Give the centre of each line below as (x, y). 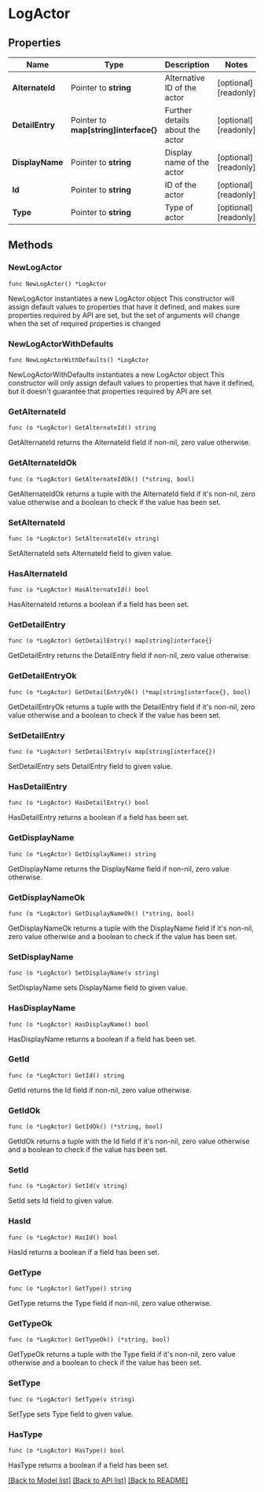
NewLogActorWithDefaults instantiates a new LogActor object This (117, 375)
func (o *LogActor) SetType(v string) (71, 1399)
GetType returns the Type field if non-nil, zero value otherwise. (110, 1304)
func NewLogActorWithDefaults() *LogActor (79, 360)
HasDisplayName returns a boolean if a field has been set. (102, 1039)
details (177, 120)
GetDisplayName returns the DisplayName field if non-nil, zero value (119, 869)
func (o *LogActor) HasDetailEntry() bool (79, 803)
